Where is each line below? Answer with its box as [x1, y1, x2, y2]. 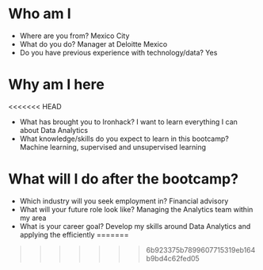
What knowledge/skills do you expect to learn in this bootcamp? [19, 134, 230, 143]
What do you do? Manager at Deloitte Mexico [19, 39, 168, 48]
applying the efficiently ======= [19, 230, 129, 239]
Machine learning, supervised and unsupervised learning [19, 142, 207, 151]
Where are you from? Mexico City [19, 31, 130, 40]
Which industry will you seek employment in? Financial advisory [19, 196, 229, 206]
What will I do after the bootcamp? [8, 170, 239, 188]
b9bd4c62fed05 [146, 253, 200, 263]
